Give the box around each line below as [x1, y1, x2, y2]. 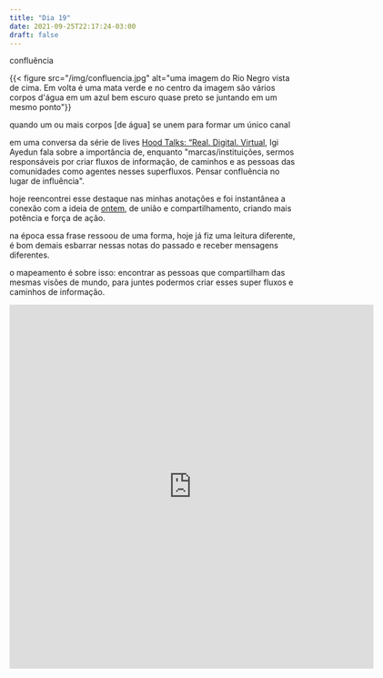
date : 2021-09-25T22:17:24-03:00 [9, 22, 136, 31]
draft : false [9, 30, 59, 39]
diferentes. [9, 249, 50, 260]
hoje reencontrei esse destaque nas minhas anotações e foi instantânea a [9, 193, 287, 205]
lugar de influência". [9, 176, 85, 187]
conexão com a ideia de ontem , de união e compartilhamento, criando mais [9, 203, 292, 214]
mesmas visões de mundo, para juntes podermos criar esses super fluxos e [9, 277, 294, 288]
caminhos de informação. [9, 287, 106, 298]
